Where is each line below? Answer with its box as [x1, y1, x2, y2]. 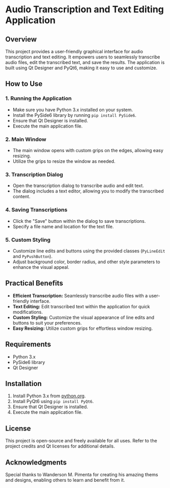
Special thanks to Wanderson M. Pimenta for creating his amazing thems [5, 471, 158, 477]
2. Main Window [5, 136, 46, 143]
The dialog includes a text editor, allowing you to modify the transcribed [12, 188, 164, 194]
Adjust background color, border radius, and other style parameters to [12, 259, 160, 265]
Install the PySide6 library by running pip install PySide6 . [12, 112, 137, 118]
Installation [5, 379, 42, 388]
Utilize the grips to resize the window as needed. [12, 158, 116, 164]
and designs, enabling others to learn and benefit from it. [5, 477, 125, 483]
